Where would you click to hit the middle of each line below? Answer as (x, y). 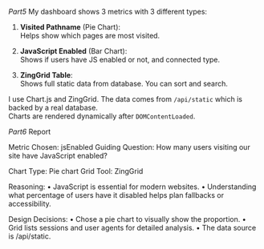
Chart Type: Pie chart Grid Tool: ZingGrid (76, 171)
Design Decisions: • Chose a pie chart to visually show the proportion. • (127, 219)
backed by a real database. (53, 108)
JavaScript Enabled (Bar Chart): (73, 51)
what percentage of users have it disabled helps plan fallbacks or (116, 195)
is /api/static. (30, 236)
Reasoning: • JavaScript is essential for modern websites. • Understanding (132, 187)
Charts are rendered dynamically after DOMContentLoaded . (102, 116)
